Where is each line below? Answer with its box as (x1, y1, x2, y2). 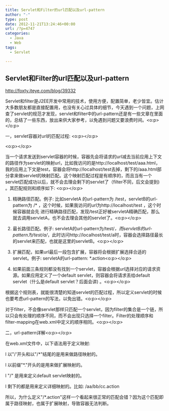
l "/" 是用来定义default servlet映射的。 (5, 373, 85, 379)
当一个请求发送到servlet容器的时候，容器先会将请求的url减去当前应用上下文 (5, 153, 162, 160)
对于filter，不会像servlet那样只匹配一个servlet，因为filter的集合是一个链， (5, 306, 159, 313)
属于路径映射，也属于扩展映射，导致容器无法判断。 (5, 400, 111, 406)
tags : (5, 45, 17, 50)
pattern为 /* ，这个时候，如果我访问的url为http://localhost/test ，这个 (12, 202, 157, 209)
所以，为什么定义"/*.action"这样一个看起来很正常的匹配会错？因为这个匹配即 (5, 394, 164, 400)
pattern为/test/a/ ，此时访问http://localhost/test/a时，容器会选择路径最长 (12, 232, 163, 238)
